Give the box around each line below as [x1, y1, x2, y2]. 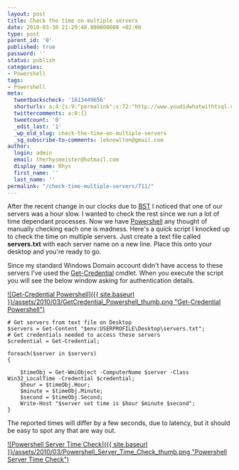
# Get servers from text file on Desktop [7, 319, 132, 326]
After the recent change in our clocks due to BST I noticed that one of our [7, 202, 223, 211]
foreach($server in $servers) [7, 350, 97, 357]
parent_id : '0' [7, 37, 53, 44]
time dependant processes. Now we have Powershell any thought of [7, 217, 208, 226]
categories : [7, 63, 43, 70]
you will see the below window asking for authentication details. [7, 276, 195, 285]
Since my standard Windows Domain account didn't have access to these [7, 261, 223, 270]
